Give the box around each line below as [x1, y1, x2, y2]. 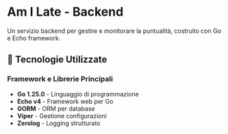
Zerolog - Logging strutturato [16, 119, 101, 127]
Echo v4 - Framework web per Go [16, 97, 114, 105]
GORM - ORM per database [16, 104, 95, 113]
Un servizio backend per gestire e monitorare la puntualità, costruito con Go [7, 27, 221, 35]
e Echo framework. [7, 33, 61, 42]
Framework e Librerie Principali [7, 75, 113, 84]
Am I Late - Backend [7, 4, 124, 20]
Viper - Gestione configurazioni [16, 111, 107, 120]
